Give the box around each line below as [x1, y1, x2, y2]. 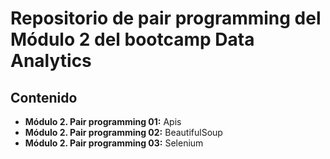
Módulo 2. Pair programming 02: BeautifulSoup [24, 127, 223, 138]
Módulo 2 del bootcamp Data [10, 28, 255, 51]
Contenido [10, 89, 78, 106]
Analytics [10, 50, 92, 72]
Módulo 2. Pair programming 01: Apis [24, 116, 182, 127]
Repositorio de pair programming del [10, 7, 322, 30]
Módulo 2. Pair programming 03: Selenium [24, 137, 204, 149]
